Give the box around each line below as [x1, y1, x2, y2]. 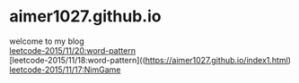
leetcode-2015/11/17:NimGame [9, 64, 121, 75]
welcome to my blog [9, 36, 85, 46]
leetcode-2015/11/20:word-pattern [9, 45, 136, 55]
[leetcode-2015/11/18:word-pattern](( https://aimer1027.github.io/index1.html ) [9, 54, 292, 65]
